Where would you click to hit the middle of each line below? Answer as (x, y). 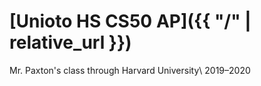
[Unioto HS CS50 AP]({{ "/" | (130, 21)
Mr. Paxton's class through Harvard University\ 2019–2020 (130, 70)
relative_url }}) (70, 42)
